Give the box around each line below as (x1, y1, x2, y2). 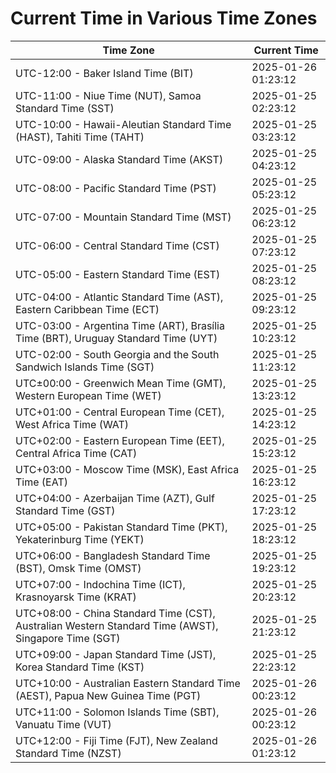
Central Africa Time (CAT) (15, 446, 138, 460)
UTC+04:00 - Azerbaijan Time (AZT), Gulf (15, 491, 215, 505)
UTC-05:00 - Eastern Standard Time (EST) (15, 267, 221, 281)
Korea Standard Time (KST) (15, 660, 145, 674)
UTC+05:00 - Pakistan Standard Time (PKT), (15, 520, 228, 534)
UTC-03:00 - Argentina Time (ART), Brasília (15, 318, 225, 332)
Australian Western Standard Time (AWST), (15, 618, 219, 632)
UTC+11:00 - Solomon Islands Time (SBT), (15, 705, 220, 719)
